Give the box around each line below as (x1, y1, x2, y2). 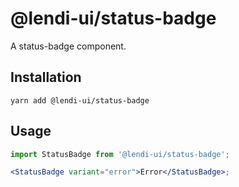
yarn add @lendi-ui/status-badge (10, 95, 150, 106)
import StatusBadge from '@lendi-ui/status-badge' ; (10, 149, 230, 159)
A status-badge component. (10, 40, 127, 52)
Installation (10, 69, 82, 86)
